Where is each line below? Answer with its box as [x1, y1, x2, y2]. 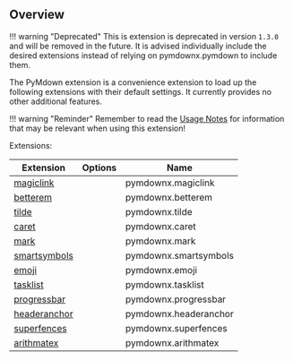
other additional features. [9, 96, 103, 107]
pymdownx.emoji [125, 263, 198, 276]
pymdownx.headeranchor [125, 307, 235, 320]
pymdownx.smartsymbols [125, 249, 235, 262]
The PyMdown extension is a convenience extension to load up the [9, 76, 257, 88]
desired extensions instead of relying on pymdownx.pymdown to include [9, 49, 278, 61]
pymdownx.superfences [125, 322, 228, 334]
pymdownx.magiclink [125, 176, 215, 189]
